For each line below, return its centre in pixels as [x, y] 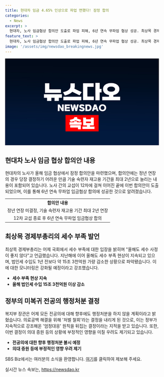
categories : [17, 15]
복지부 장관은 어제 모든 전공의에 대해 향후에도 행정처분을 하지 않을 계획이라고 [78, 314]
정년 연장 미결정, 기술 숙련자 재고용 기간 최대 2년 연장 [58, 210]
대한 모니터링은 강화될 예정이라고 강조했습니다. [54, 268]
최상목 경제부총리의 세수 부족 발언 [52, 237]
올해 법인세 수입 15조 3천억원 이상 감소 [48, 284]
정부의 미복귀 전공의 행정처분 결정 [52, 301]
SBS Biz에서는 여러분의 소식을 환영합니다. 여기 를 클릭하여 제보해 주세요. [73, 359]
